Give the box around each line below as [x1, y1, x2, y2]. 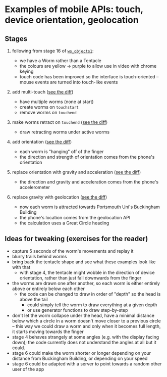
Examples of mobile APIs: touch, [5, 4, 143, 15]
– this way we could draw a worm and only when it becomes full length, [12, 323, 161, 329]
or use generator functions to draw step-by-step [27, 307, 128, 313]
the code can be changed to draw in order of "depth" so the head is [19, 291, 161, 297]
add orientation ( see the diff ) [12, 139, 72, 145]
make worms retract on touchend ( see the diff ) [12, 119, 108, 125]
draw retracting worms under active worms [19, 129, 109, 135]
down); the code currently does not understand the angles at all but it [12, 339, 157, 345]
